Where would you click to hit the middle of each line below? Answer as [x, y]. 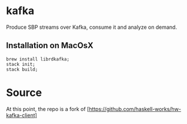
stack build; [22, 69]
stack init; [21, 64]
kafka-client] [21, 115]
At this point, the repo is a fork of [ [48, 109]
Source [24, 93]
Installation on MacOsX [50, 46]
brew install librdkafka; [38, 59]
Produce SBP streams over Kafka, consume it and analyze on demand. [92, 27]
